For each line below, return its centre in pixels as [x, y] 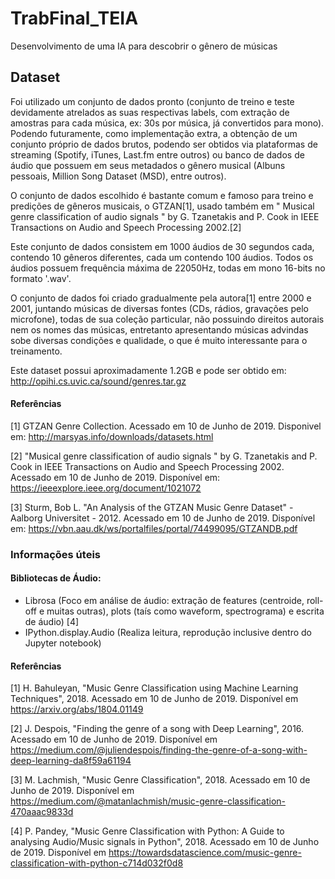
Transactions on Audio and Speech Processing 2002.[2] [126, 227]
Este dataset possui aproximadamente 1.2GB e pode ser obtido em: [148, 370]
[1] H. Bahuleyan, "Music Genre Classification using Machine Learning [154, 688]
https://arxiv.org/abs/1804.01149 [77, 709]
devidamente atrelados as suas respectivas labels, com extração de [150, 112]
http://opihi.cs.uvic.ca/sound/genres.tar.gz [98, 381]
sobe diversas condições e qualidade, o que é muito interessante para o [159, 340]
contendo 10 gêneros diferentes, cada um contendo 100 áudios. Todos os [162, 257]
